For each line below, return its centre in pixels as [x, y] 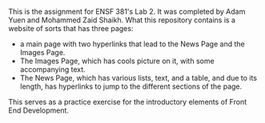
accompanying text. [52, 69]
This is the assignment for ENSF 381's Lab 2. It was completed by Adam [127, 12]
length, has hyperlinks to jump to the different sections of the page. [131, 86]
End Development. [39, 110]
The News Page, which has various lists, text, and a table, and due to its [139, 78]
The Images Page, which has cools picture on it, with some [117, 61]
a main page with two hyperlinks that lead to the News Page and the [132, 44]
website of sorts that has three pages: [71, 28]
